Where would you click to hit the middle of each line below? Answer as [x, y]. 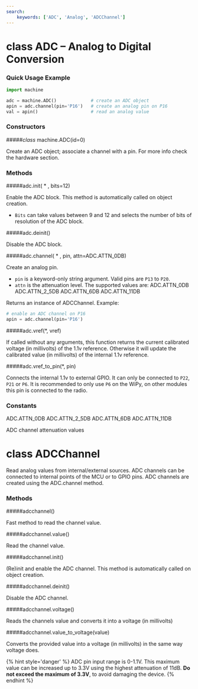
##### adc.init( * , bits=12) [38, 186]
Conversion [35, 59]
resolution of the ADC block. [49, 221]
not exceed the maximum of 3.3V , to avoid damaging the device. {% [90, 674]
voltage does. [23, 650]
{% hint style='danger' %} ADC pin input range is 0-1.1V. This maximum [93, 662]
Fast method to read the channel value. [54, 523]
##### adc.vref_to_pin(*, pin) [41, 366]
